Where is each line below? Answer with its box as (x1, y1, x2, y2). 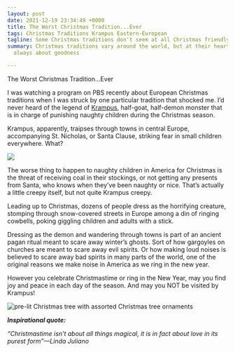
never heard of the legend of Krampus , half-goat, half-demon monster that (7, 103, 222, 111)
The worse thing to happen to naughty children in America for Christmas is (7, 165, 222, 174)
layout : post (7, 10, 45, 18)
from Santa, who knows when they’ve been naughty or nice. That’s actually (7, 180, 225, 189)
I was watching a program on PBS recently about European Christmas (7, 88, 208, 97)
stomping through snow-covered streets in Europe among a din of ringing (7, 209, 220, 217)
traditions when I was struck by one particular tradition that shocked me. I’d (7, 95, 225, 104)
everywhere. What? (7, 139, 64, 147)
